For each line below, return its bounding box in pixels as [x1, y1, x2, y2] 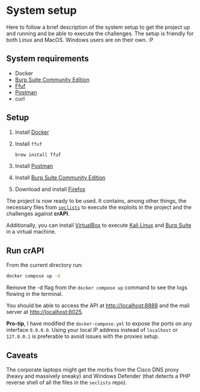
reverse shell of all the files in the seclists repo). [6, 379, 127, 386]
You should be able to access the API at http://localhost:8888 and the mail [6, 302, 190, 309]
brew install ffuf [14, 151, 61, 158]
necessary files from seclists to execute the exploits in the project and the [6, 204, 192, 211]
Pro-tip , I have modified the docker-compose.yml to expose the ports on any [6, 320, 192, 327]
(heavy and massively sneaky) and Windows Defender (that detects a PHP [6, 372, 190, 379]
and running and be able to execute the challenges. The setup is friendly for [6, 29, 194, 37]
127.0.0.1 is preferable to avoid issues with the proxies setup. [6, 333, 160, 340]
